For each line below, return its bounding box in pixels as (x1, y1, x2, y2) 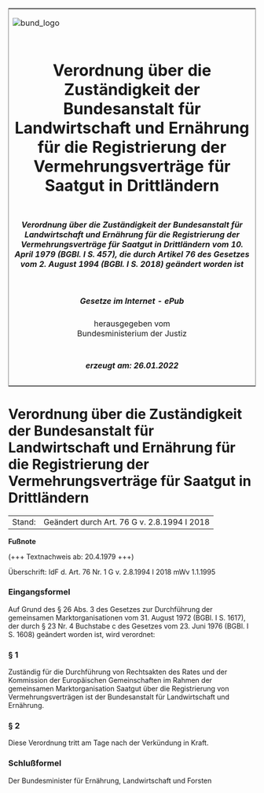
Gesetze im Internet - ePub (79, 295, 185, 306)
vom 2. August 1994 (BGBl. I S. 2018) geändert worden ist (20, 258, 244, 269)
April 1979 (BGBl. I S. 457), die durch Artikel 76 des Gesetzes (14, 248, 250, 259)
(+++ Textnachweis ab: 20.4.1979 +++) (8, 551, 134, 561)
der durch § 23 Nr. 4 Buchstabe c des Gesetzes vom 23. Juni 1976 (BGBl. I (8, 621, 249, 631)
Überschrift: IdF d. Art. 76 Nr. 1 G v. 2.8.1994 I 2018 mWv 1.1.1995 (8, 567, 216, 576)
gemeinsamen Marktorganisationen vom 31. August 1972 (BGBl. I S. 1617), (8, 613, 246, 622)
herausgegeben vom (93, 318, 170, 329)
